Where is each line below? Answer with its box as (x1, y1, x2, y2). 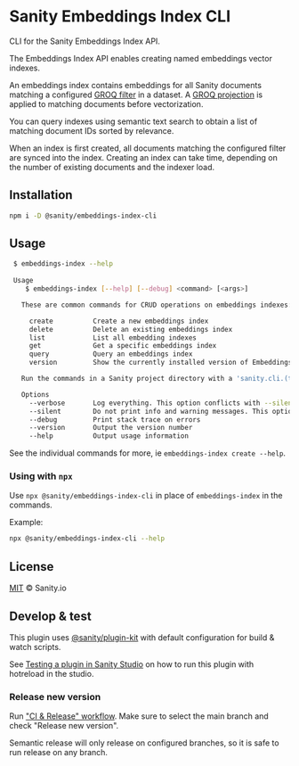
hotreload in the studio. (9, 668, 94, 679)
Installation (9, 187, 73, 202)
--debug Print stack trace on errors (28, 415, 201, 424)
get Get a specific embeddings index (28, 342, 217, 350)
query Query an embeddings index (28, 350, 193, 358)
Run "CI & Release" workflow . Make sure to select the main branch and (9, 711, 269, 721)
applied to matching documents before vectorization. (9, 98, 204, 109)
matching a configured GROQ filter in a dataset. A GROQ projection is (9, 89, 263, 100)
